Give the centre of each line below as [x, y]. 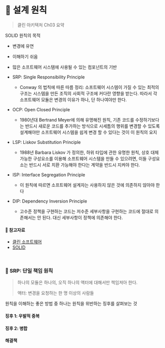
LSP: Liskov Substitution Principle [46, 142]
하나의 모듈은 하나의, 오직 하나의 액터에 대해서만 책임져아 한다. [77, 282]
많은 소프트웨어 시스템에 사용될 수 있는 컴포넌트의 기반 [65, 67]
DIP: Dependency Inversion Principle [50, 201]
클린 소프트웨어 [27, 242]
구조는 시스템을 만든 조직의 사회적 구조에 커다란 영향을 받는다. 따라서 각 [88, 93]
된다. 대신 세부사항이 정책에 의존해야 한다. [82, 217]
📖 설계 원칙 [26, 10]
